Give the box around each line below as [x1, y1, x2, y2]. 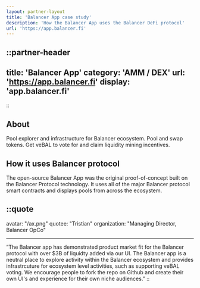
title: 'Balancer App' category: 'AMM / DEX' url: [6, 68, 186, 78]
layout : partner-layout [6, 8, 65, 15]
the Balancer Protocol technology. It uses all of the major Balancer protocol [6, 181, 190, 188]
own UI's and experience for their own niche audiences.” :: [6, 275, 150, 282]
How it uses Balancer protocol [6, 158, 120, 168]
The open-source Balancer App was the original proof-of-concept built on [6, 174, 188, 181]
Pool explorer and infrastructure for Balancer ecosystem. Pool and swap [6, 135, 183, 142]
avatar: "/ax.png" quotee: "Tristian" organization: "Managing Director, [6, 220, 177, 227]
